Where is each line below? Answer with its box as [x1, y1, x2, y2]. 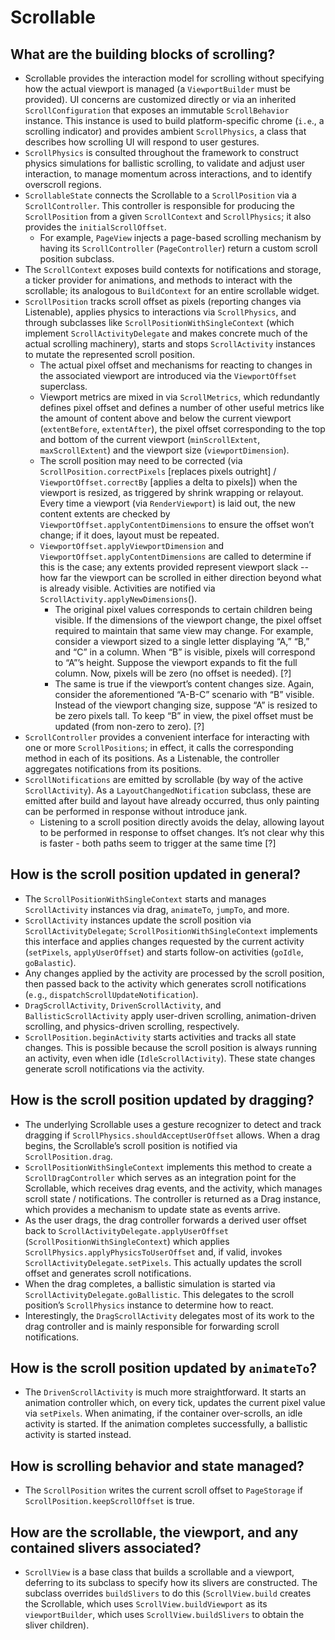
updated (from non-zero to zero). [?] [54, 721, 205, 732]
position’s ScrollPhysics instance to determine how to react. [24, 1299, 274, 1311]
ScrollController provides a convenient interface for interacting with [24, 731, 310, 743]
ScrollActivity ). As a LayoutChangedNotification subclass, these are [24, 784, 312, 796]
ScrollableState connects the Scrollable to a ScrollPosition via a [24, 189, 297, 201]
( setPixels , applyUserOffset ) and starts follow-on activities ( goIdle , [24, 946, 304, 958]
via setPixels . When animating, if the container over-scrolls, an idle [24, 1407, 303, 1420]
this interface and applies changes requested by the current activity [24, 935, 305, 947]
